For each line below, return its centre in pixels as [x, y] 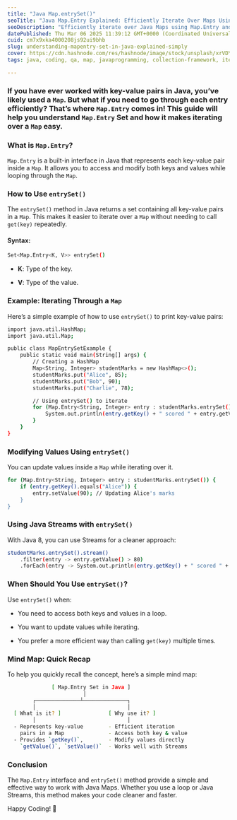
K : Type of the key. [45, 269]
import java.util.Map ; [41, 336]
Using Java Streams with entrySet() [70, 525]
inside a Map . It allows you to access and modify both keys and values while [116, 168]
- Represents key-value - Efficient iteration [94, 727]
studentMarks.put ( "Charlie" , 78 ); [83, 388]
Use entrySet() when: [39, 599]
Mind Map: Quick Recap [49, 659]
